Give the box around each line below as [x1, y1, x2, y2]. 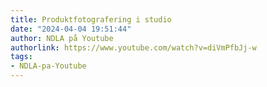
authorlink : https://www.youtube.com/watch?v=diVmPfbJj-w [10, 42, 257, 53]
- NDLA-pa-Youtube [10, 61, 87, 71]
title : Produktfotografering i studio [10, 14, 172, 25]
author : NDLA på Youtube [10, 33, 114, 43]
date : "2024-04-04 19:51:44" [10, 24, 132, 34]
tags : [10, 52, 33, 62]
